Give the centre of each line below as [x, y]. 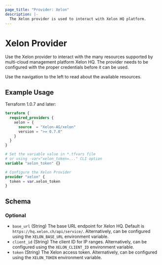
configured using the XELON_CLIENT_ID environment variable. [73, 247]
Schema [18, 201]
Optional [16, 215]
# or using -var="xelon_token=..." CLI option [54, 159]
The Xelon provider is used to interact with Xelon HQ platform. [78, 19]
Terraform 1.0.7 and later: [31, 104]
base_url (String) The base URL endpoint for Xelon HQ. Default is [78, 226]
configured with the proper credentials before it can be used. [67, 67]
